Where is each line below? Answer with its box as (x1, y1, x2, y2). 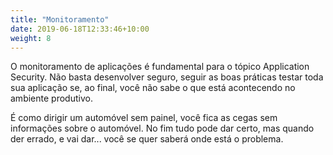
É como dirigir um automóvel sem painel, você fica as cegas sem (10, 112, 278, 124)
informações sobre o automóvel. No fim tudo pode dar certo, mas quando (10, 122, 315, 135)
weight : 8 (10, 33, 52, 43)
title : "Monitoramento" (10, 14, 110, 25)
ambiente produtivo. (10, 92, 93, 105)
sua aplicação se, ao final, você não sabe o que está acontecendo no (10, 82, 296, 94)
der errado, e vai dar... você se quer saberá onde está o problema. (10, 133, 284, 145)
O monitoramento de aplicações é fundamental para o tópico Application (10, 61, 310, 73)
